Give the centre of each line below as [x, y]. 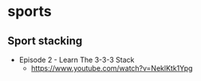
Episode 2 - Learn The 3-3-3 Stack [77, 60]
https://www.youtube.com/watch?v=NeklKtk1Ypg [112, 68]
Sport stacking [45, 41]
